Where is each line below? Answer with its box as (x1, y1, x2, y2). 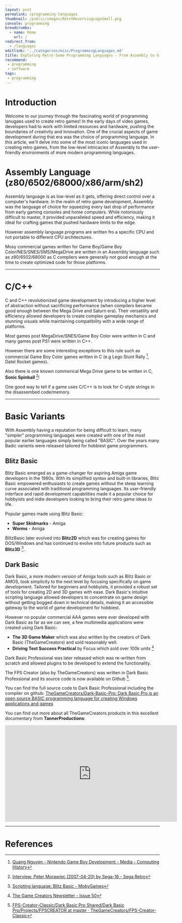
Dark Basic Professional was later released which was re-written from (5, 655, 146, 660)
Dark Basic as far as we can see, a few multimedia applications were (5, 619, 144, 626)
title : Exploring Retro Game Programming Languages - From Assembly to (5, 53, 155, 58)
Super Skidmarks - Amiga (12, 520, 66, 526)
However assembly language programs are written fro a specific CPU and (5, 229, 155, 235)
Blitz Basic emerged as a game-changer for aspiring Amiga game (5, 470, 137, 476)
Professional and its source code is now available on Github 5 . (5, 675, 130, 682)
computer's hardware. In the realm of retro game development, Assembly (5, 198, 154, 204)
